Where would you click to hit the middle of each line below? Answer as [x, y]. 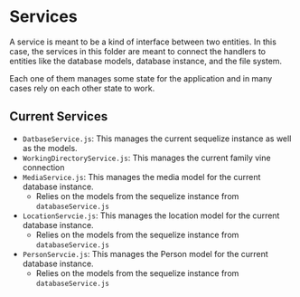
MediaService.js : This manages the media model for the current [141, 177]
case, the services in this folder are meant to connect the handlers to [138, 51]
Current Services [59, 116]
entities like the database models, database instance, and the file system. [146, 61]
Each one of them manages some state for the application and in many [141, 78]
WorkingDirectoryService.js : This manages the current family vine [146, 158]
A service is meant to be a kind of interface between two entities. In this [143, 42]
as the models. [50, 148]
